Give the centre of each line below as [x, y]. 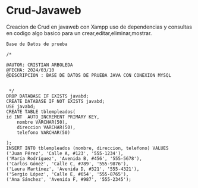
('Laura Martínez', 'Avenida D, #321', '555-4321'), [73, 169]
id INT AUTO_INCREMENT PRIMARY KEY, [53, 117]
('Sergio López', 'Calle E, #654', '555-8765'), [67, 174]
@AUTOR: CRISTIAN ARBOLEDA [40, 65]
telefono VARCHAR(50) [43, 132]
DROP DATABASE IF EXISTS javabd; [48, 96]
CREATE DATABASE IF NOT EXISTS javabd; [56, 101]
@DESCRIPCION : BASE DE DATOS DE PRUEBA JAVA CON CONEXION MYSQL [89, 75]
